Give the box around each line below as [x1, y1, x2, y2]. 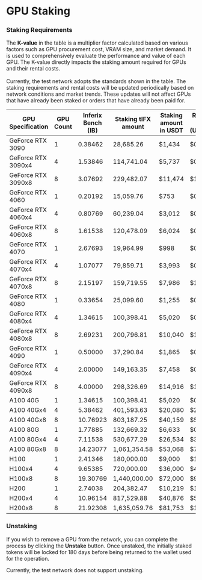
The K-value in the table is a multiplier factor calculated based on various [6, 39, 188, 46]
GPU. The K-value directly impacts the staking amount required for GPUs [6, 58, 186, 66]
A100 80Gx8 [9, 445, 47, 454]
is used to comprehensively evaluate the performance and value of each [6, 52, 186, 60]
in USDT [159, 126, 183, 135]
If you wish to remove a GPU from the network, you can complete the [6, 535, 178, 543]
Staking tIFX [115, 115, 151, 123]
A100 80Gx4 [9, 435, 47, 444]
